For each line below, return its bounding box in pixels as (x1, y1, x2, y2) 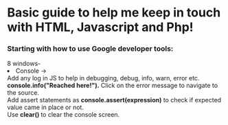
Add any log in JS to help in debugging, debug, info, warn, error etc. (7, 74, 200, 82)
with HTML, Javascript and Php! (7, 19, 194, 35)
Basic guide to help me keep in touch (7, 5, 221, 21)
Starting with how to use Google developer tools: (7, 44, 174, 54)
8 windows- (7, 60, 41, 68)
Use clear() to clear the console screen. (7, 111, 120, 119)
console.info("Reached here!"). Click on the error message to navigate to (7, 81, 218, 90)
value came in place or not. (7, 103, 84, 111)
